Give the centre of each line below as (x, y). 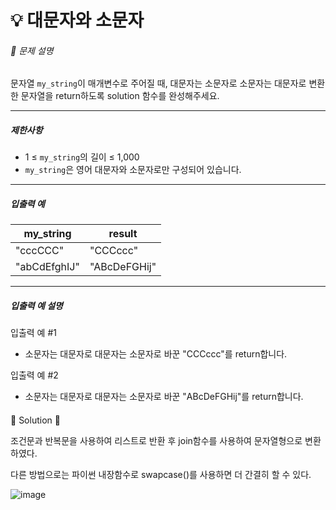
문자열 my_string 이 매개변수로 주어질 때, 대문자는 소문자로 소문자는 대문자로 (158, 83)
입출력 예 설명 (36, 305)
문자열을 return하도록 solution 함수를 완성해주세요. (120, 96)
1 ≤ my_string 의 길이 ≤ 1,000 (82, 157)
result (123, 234)
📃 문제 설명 (32, 50)
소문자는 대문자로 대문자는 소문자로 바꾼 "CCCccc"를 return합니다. (156, 354)
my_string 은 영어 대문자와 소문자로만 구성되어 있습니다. (133, 170)
